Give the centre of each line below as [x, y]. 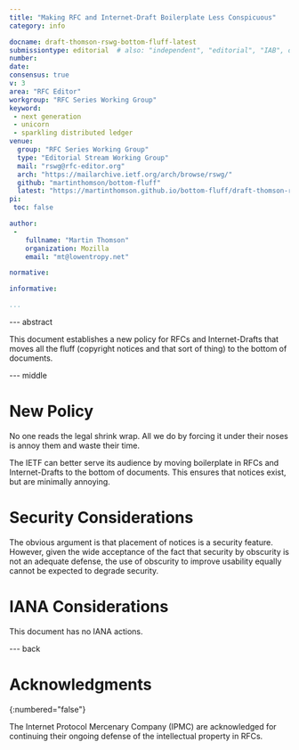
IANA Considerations [89, 607]
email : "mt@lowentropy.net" [77, 257]
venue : [21, 142]
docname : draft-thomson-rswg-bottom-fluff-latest [103, 42]
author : [24, 224]
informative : [33, 289]
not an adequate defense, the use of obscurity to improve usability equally [145, 561]
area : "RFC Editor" [45, 91]
